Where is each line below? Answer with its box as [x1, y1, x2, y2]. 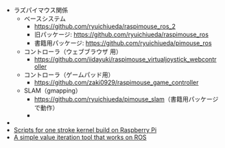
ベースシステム [23, 14, 67, 23]
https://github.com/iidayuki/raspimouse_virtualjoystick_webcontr [34, 56, 217, 63]
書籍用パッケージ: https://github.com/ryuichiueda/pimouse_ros [34, 39, 212, 47]
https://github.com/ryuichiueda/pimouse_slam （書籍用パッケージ [34, 95, 219, 103]
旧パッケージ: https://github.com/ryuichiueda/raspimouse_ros [34, 30, 209, 38]
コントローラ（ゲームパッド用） [23, 71, 115, 79]
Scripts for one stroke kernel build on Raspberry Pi [13, 126, 157, 134]
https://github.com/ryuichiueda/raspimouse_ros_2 [34, 23, 176, 30]
